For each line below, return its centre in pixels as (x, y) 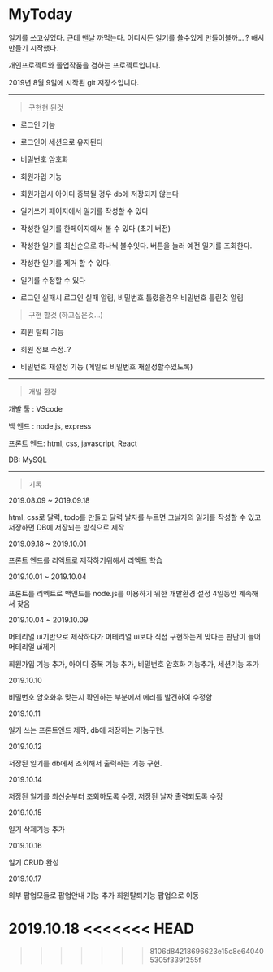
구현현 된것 (46, 107)
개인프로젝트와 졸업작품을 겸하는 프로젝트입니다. (84, 65)
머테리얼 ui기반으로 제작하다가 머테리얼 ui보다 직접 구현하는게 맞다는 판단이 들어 (135, 636)
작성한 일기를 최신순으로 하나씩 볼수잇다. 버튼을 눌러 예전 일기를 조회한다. (136, 246)
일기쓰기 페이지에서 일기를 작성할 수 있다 (84, 211)
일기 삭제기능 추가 (37, 829)
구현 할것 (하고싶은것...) (65, 315)
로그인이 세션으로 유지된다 (62, 142)
